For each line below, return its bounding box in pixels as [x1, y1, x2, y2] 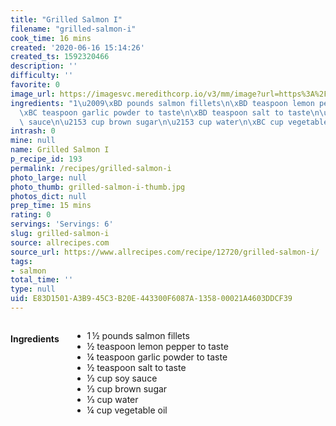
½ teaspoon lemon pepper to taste [86, 340, 229, 352]
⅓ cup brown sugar [86, 382, 168, 395]
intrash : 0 [10, 126, 56, 136]
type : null [10, 284, 56, 295]
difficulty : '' [10, 71, 74, 81]
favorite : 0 [10, 80, 60, 90]
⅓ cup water [86, 393, 139, 405]
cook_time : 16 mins [10, 33, 92, 43]
